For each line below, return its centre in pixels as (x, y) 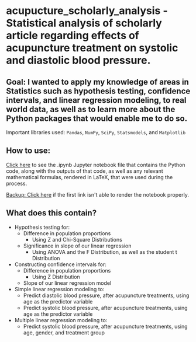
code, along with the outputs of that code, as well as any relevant (85, 171)
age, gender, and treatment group (64, 332)
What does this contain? (51, 213)
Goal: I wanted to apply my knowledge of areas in (97, 82)
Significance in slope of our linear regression (77, 246)
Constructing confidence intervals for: (60, 264)
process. (17, 183)
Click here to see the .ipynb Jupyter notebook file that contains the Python (96, 165)
